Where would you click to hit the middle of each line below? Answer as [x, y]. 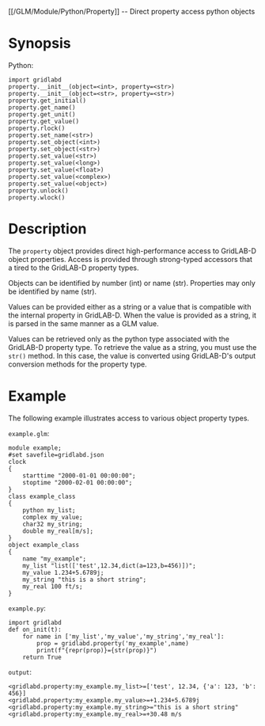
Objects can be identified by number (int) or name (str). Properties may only [132, 283]
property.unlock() [38, 190]
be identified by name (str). [53, 291]
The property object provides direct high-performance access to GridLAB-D [132, 251]
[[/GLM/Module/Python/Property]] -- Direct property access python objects [132, 11]
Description [47, 229]
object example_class [44, 545]
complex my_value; [53, 517]
